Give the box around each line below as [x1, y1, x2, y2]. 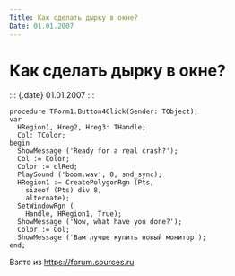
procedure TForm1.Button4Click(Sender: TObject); [9, 107, 199, 117]
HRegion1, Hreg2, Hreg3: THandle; [17, 123, 146, 132]
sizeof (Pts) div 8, [25, 186, 102, 195]
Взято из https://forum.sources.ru [9, 257, 135, 268]
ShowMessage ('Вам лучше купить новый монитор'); [17, 233, 206, 243]
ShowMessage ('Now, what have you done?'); [17, 218, 182, 227]
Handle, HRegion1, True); [25, 209, 123, 218]
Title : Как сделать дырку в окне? [9, 13, 139, 22]
